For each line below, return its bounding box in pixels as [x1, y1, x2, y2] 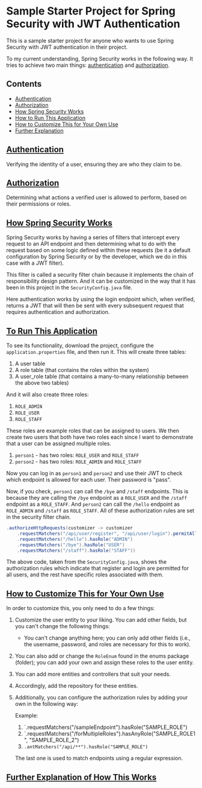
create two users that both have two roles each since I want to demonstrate [6, 433, 194, 441]
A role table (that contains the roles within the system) [14, 367, 149, 373]
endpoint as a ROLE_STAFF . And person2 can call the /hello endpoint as [6, 500, 180, 508]
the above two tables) [14, 379, 69, 386]
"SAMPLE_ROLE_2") [29, 737, 79, 744]
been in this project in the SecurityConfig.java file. [6, 284, 133, 291]
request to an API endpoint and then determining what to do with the [6, 240, 176, 248]
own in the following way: [14, 701, 78, 708]
